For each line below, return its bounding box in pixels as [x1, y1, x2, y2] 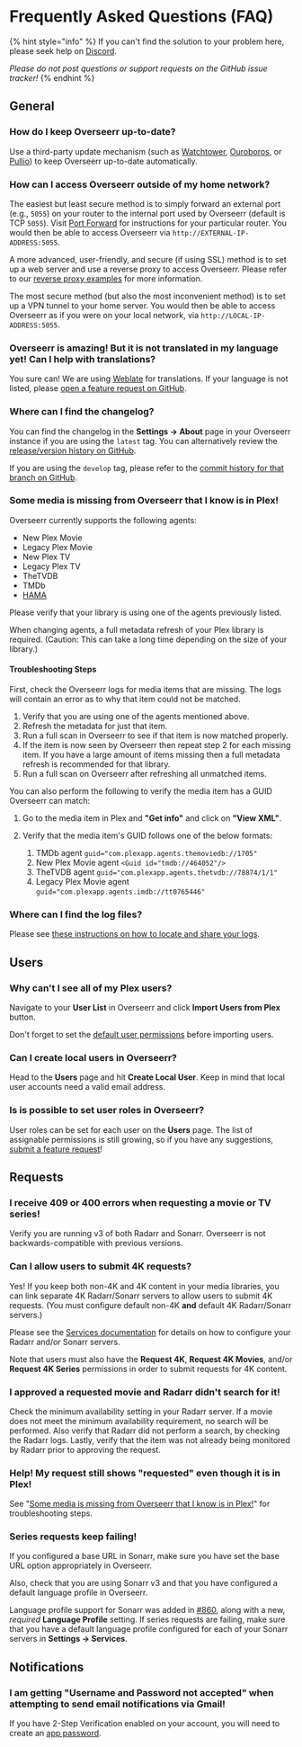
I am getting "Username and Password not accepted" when [9, 1686, 274, 1698]
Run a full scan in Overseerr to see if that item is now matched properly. [22, 730, 289, 741]
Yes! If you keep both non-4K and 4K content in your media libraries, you [9, 1280, 280, 1291]
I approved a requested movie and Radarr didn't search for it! [9, 1386, 280, 1398]
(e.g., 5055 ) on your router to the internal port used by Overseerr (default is [9, 208, 286, 218]
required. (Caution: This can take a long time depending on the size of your [9, 634, 288, 645]
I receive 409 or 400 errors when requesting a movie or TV [9, 1196, 271, 1208]
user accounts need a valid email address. [9, 1082, 166, 1092]
